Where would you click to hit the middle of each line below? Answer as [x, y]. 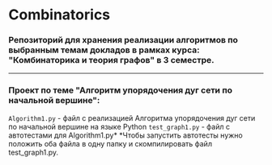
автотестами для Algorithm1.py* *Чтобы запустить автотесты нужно [125, 135]
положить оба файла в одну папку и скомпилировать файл [110, 143]
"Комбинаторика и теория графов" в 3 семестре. [111, 60]
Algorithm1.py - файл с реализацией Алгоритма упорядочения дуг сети [132, 118]
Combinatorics [59, 15]
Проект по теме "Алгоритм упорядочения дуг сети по [121, 90]
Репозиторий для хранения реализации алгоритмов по [123, 40]
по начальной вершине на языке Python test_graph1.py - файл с [119, 126]
